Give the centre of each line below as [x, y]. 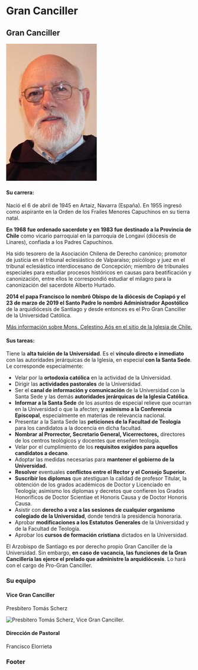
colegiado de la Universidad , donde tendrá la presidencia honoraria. [98, 516]
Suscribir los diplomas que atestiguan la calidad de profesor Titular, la [101, 479]
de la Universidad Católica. [39, 316]
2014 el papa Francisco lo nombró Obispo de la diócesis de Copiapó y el [96, 297]
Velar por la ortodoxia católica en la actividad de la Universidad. [93, 378]
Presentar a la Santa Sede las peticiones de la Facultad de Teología [98, 422]
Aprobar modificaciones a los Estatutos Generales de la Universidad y [102, 522]
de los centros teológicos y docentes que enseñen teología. [87, 441]
